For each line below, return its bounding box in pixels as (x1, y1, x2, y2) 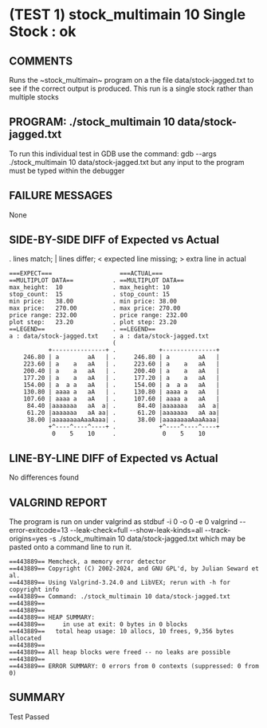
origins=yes (9, 534, 48, 543)
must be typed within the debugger (9, 166, 125, 175)
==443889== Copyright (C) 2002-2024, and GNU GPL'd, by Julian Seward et (9, 565, 260, 573)
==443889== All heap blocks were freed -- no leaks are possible (9, 648, 230, 656)
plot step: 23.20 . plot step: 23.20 (9, 319, 178, 327)
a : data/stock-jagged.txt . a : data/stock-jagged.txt (9, 332, 210, 340)
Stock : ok (9, 22, 77, 41)
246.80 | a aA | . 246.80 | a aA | (23, 353, 220, 362)
